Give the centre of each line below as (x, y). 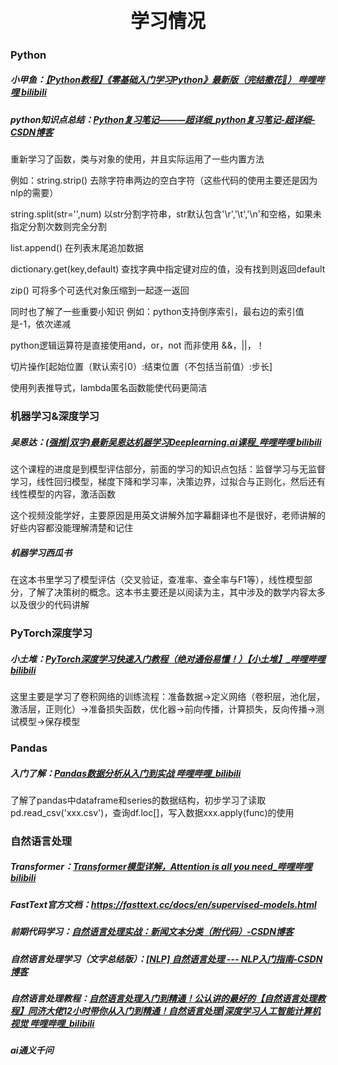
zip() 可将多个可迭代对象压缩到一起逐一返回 (100, 290)
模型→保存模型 (49, 721)
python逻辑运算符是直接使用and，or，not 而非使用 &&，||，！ (137, 345)
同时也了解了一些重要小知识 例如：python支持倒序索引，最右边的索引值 (157, 312)
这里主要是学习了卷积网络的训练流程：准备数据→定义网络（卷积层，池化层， (168, 696)
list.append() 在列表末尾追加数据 (77, 248)
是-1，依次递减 (41, 324)
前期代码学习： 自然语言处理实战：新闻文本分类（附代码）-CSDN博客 (152, 932)
